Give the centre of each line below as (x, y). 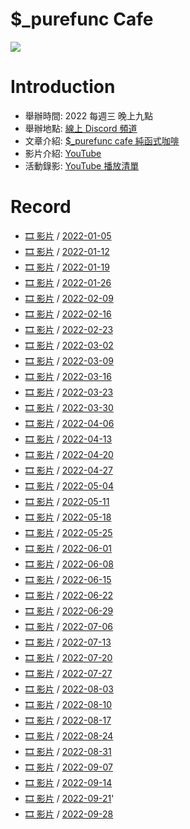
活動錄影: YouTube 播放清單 (82, 165)
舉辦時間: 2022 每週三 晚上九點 (89, 115)
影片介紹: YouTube (63, 153)
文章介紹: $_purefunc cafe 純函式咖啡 (102, 140)
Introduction (63, 87)
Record (41, 207)
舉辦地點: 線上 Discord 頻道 (81, 128)
